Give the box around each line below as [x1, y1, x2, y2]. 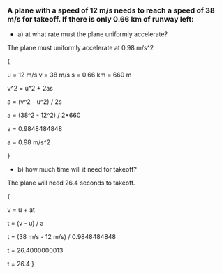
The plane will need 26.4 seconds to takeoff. [7, 178, 135, 187]
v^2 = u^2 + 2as [7, 84, 54, 93]
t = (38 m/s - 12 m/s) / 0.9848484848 [7, 233, 117, 241]
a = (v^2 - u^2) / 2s [7, 98, 62, 106]
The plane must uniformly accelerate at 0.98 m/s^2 [7, 44, 154, 52]
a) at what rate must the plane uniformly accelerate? [17, 30, 168, 38]
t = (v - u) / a [7, 219, 44, 228]
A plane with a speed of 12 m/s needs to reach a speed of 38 [7, 6, 215, 15]
